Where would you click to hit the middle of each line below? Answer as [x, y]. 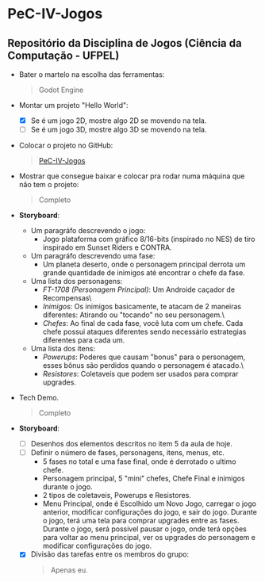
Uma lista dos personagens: [77, 281]
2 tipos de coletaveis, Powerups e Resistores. [117, 496]
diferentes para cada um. [84, 340]
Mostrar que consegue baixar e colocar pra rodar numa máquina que [132, 176]
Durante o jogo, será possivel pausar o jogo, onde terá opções [144, 529]
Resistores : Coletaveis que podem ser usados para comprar [140, 374]
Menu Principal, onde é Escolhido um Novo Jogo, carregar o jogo [150, 504]
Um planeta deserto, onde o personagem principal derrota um [144, 264]
